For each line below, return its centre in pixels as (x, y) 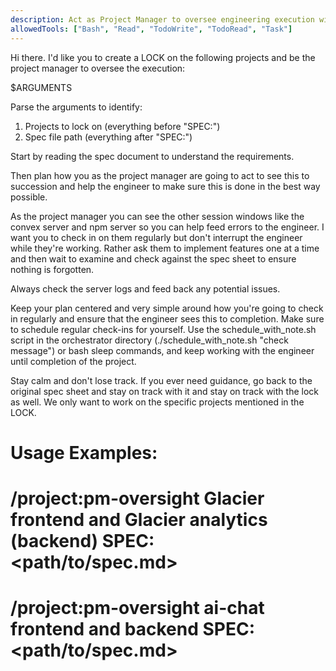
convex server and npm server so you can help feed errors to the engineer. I (167, 227)
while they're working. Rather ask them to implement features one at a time (165, 248)
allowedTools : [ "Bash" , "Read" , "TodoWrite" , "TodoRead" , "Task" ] (151, 29)
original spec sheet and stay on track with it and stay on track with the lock (164, 391)
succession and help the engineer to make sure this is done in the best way (165, 186)
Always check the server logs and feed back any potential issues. (145, 288)
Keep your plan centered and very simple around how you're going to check (167, 308)
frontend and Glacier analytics (139, 519)
